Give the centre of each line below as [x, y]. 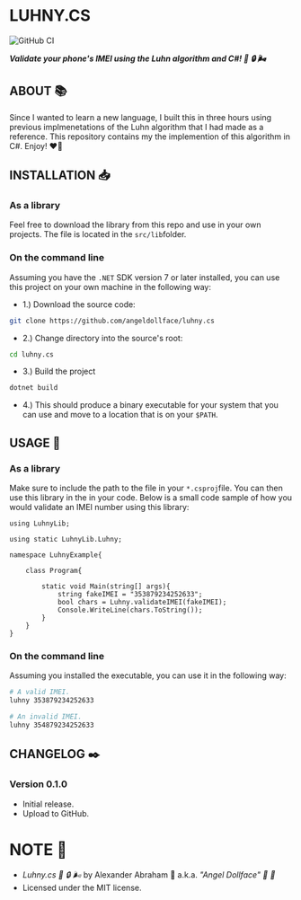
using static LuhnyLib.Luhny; [66, 540]
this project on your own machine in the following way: [111, 287]
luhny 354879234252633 [52, 725]
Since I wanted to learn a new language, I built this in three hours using [141, 117]
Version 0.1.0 [38, 784]
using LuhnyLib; [40, 524]
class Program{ [54, 571]
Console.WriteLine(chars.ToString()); [130, 610]
